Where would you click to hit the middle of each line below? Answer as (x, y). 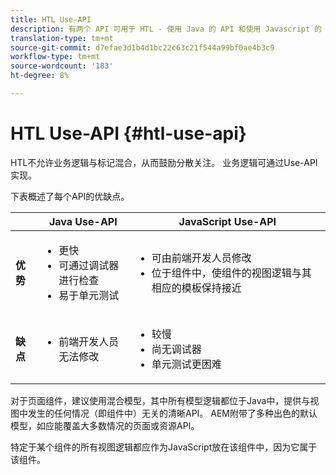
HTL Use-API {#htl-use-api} (128, 133)
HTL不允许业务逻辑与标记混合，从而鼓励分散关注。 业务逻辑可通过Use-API (164, 162)
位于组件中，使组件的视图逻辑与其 (231, 273)
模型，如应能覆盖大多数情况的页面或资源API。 (105, 425)
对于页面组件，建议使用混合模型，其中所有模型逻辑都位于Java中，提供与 (160, 400)
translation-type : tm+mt (62, 38)
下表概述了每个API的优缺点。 (70, 196)
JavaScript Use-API (227, 221)
